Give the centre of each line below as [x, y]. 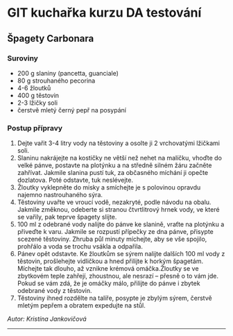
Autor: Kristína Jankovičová [47, 319]
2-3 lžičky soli [37, 103]
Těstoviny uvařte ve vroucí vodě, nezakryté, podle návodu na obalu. [114, 202]
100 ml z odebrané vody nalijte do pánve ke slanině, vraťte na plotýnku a [121, 224]
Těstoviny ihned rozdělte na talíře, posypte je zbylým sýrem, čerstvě [115, 298]
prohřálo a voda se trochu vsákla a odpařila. [80, 246]
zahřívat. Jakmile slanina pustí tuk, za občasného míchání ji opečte [113, 173]
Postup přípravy [35, 128]
